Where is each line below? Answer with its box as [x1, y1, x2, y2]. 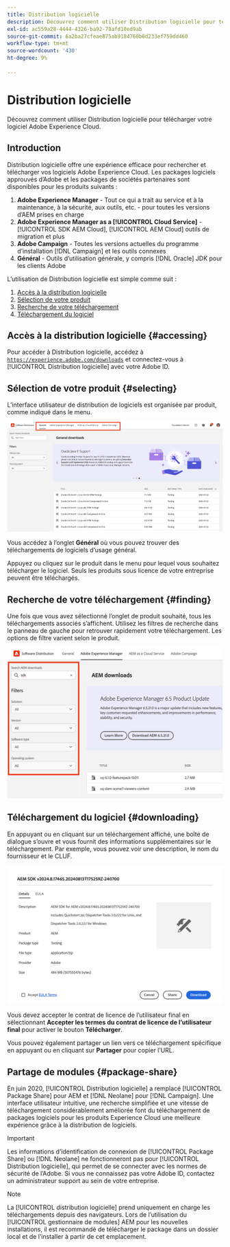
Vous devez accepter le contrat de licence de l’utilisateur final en [7, 1011, 190, 1020]
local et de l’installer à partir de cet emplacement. [7, 1233, 147, 1241]
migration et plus [16, 232, 65, 240]
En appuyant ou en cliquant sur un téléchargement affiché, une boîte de [7, 830, 210, 838]
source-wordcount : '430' [7, 47, 78, 54]
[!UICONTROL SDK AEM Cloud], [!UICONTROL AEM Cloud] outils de [16, 225, 210, 233]
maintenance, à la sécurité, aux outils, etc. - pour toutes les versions [16, 203, 210, 211]
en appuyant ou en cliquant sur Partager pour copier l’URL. [7, 1046, 175, 1055]
